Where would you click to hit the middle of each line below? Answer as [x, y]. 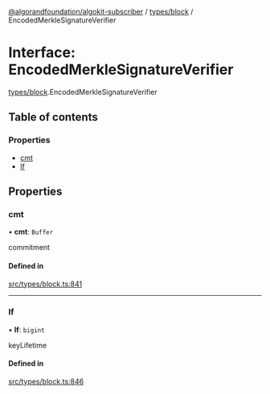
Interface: [42, 53]
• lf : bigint [27, 330]
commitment [29, 248]
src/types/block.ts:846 [46, 382]
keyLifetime [27, 345]
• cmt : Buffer [31, 232]
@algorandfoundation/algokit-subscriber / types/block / [101, 12]
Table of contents [53, 117]
